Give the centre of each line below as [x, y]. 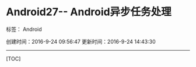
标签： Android [24, 29]
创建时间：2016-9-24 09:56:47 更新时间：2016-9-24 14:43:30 [81, 41]
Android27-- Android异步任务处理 [89, 12]
